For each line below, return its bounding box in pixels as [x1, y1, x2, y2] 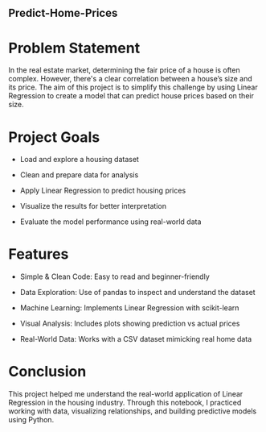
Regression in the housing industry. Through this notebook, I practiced [8, 398, 242, 408]
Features [8, 245, 69, 264]
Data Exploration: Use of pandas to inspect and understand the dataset [19, 288, 256, 297]
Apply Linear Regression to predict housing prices [19, 185, 186, 196]
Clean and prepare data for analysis [19, 170, 139, 180]
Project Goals [8, 128, 100, 146]
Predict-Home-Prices [8, 6, 118, 20]
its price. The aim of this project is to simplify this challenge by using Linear [8, 82, 259, 92]
